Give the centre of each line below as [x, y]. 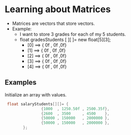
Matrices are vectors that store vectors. [53, 23]
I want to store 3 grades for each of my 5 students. [73, 34]
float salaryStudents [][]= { [38, 104]
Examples [21, 82]
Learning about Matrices [58, 9]
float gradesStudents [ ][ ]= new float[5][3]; [65, 40]
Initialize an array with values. [36, 94]
